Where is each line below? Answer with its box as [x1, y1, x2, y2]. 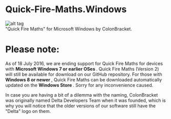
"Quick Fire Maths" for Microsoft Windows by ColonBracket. [5, 25, 132, 32]
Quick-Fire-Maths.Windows [5, 4, 127, 15]
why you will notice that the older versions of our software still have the [5, 103, 156, 109]
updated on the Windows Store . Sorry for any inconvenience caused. [5, 82, 154, 88]
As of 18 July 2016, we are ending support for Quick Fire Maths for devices [5, 60, 163, 67]
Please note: [5, 44, 60, 55]
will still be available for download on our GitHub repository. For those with [5, 71, 162, 77]
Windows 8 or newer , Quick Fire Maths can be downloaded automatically [5, 76, 162, 82]
